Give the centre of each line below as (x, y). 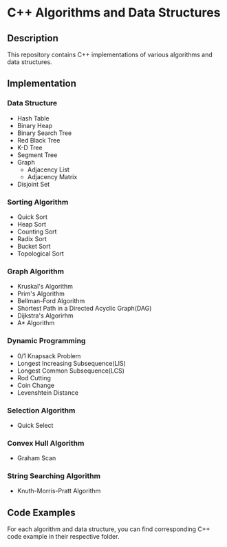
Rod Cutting (34, 378)
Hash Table (33, 118)
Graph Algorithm (35, 271)
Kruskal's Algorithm (45, 287)
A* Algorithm (36, 323)
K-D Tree (30, 147)
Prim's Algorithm (41, 293)
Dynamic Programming (46, 341)
